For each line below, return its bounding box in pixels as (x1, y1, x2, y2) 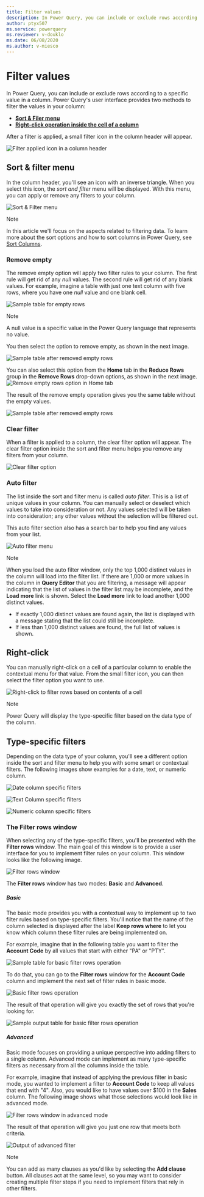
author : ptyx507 (6, 20, 47, 26)
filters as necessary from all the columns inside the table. (6, 1062, 150, 1069)
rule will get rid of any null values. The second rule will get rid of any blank (6, 276, 193, 283)
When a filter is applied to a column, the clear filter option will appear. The (6, 438, 192, 446)
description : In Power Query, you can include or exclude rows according (6, 15, 198, 21)
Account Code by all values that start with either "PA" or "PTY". (6, 947, 166, 954)
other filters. (6, 1185, 38, 1192)
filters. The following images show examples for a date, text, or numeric (6, 765, 186, 773)
